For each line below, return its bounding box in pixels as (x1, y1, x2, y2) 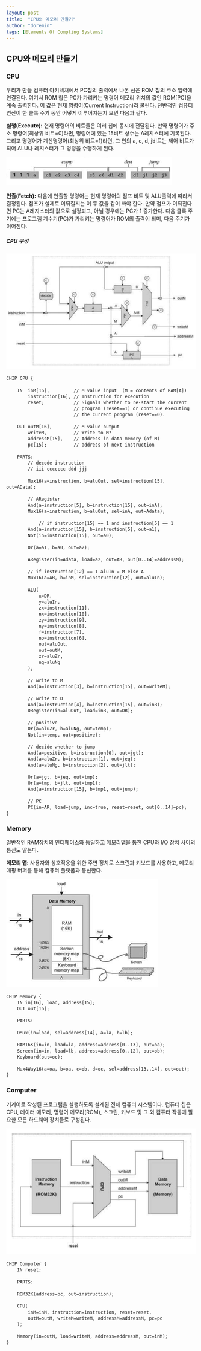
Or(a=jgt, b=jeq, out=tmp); (28, 774, 98, 781)
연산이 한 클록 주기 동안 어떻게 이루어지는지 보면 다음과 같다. (6, 109, 147, 116)
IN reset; (17, 1267, 42, 1273)
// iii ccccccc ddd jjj (28, 466, 87, 472)
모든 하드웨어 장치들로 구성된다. (17, 1115, 91, 1123)
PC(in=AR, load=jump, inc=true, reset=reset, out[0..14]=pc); (28, 804, 187, 811)
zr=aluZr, (38, 653, 63, 660)
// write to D (28, 695, 63, 702)
